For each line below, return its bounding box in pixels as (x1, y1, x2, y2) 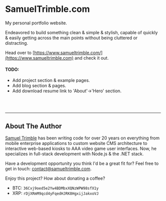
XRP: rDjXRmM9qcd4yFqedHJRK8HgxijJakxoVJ (12, 190, 99, 196)
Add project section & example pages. (12, 77, 90, 83)
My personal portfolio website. (5, 20, 68, 26)
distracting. (5, 40, 28, 46)
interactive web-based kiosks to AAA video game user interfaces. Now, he (5, 145, 157, 151)
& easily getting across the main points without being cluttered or (5, 35, 138, 41)
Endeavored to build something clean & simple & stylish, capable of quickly (5, 29, 158, 35)
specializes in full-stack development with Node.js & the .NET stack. (5, 150, 144, 157)
